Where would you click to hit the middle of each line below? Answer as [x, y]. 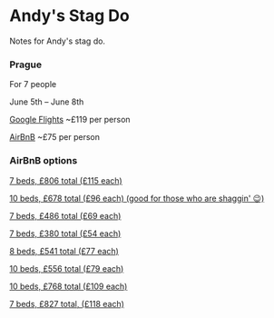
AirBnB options [44, 161]
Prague [26, 65]
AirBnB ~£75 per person [55, 137]
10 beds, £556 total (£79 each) [67, 268]
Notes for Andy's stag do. [58, 41]
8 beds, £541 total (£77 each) [64, 251]
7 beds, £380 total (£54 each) [65, 234]
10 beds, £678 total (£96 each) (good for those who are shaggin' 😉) [137, 198]
